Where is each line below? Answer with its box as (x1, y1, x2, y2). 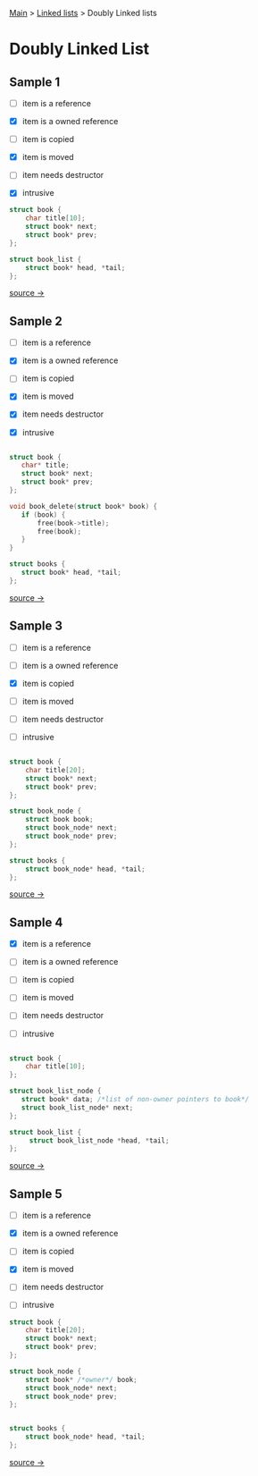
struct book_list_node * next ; (21, 1103, 134, 1112)
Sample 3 (9, 619, 63, 634)
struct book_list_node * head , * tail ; (29, 1135, 170, 1145)
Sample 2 (9, 313, 62, 329)
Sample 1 (9, 74, 61, 89)
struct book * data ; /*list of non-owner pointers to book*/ (21, 1095, 250, 1104)
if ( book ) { (21, 510, 66, 519)
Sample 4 (9, 915, 63, 930)
